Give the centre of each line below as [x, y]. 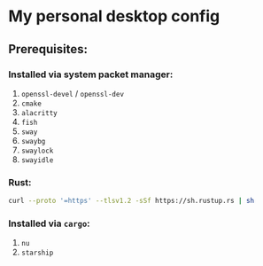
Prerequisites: [48, 49]
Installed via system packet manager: [91, 74]
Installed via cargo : [49, 223]
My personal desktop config [114, 16]
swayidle [37, 160]
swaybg [33, 141]
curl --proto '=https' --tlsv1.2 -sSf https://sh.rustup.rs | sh [131, 201]
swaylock [37, 151]
